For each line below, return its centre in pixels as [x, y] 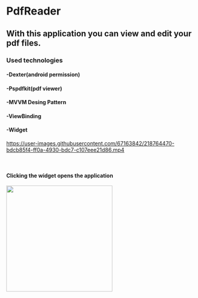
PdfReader [34, 11]
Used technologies [35, 60]
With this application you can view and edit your [99, 34]
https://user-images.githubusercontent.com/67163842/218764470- [90, 144]
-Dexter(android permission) [43, 74]
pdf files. [24, 43]
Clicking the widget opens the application [60, 175]
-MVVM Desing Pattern [36, 102]
